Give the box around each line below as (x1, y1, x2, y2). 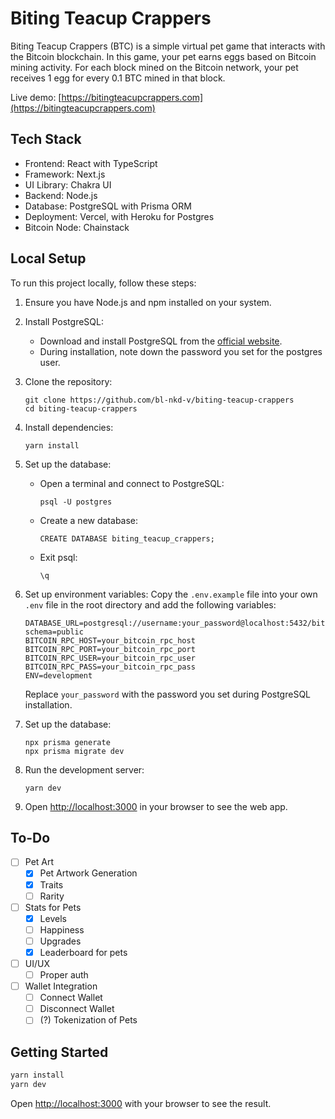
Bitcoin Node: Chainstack (24, 221, 130, 233)
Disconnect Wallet (39, 1003, 115, 1015)
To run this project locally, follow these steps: (10, 277, 197, 289)
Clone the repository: (24, 375, 113, 387)
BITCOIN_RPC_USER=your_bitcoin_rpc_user (24, 653, 196, 663)
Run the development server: (24, 763, 145, 776)
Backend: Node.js (24, 189, 98, 201)
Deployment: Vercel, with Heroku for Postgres (24, 210, 215, 222)
